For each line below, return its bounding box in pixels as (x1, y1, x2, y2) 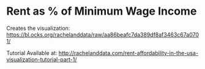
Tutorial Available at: (6, 49, 58, 56)
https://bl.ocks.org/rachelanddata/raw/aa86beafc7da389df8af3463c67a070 (6, 31, 199, 38)
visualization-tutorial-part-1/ (6, 56, 77, 63)
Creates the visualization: (6, 24, 70, 32)
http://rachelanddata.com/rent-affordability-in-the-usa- (58, 49, 199, 56)
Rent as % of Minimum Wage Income (6, 4, 197, 18)
